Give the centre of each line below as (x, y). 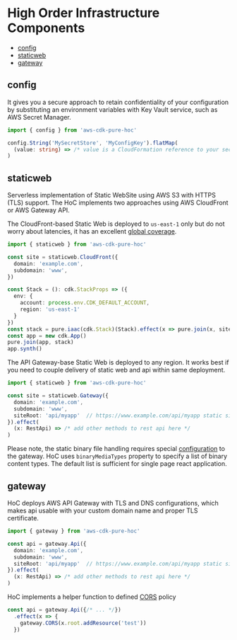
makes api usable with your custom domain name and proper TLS (103, 510)
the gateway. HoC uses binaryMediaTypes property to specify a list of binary (117, 456)
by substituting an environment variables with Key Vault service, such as (113, 109)
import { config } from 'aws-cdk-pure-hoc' (72, 130)
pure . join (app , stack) (41, 342)
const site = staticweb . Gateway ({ (58, 396)
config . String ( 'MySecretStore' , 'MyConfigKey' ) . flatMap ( (93, 143)
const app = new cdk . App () (47, 336)
